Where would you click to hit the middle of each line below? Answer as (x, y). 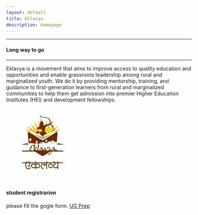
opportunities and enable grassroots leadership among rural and (84, 75)
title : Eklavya (25, 19)
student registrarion (31, 193)
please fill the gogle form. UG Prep (48, 206)
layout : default (26, 12)
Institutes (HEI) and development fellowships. (61, 99)
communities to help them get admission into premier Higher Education (92, 93)
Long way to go (25, 49)
